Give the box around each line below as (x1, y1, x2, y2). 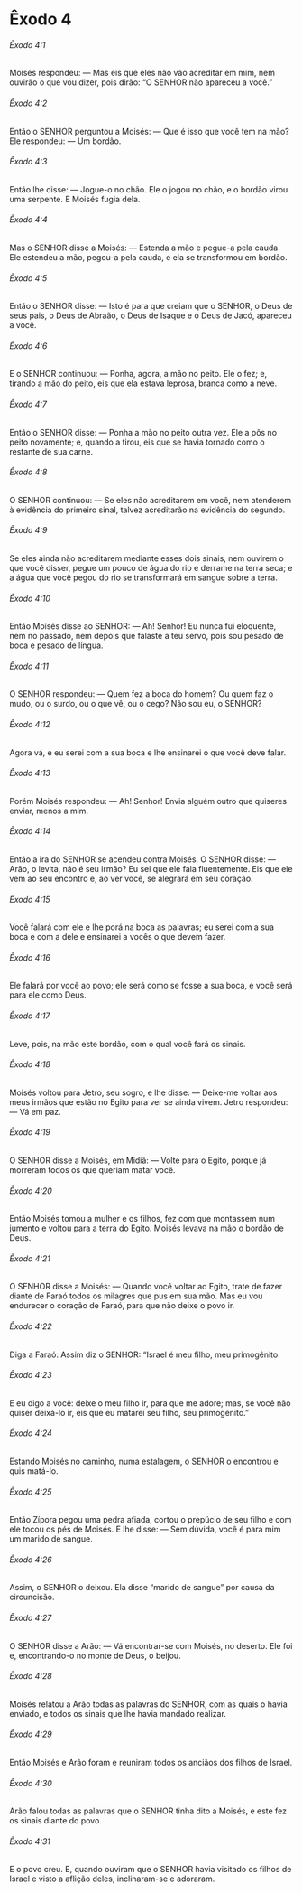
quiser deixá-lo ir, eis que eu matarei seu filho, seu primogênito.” (9, 1407, 250, 1418)
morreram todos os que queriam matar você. (9, 1165, 176, 1176)
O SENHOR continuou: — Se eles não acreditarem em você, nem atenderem (9, 494, 291, 505)
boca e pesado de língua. (9, 640, 104, 651)
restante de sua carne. (9, 445, 94, 456)
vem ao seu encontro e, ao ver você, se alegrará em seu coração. (9, 873, 254, 885)
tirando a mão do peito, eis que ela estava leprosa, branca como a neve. (9, 378, 278, 389)
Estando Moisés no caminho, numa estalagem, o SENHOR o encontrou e (9, 1456, 279, 1467)
